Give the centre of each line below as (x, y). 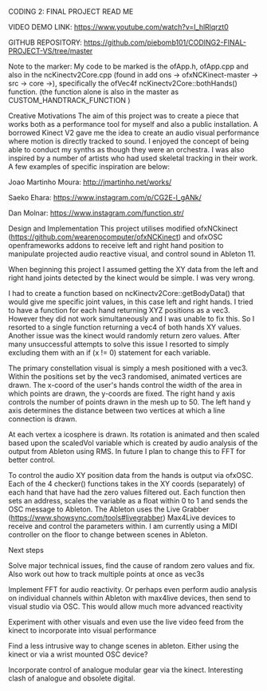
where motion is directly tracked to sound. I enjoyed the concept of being (129, 141)
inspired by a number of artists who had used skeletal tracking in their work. (133, 158)
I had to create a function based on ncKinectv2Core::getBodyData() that (127, 293)
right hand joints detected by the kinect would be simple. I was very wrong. (132, 278)
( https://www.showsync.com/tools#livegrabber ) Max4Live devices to (122, 517)
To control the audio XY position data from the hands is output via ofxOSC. (131, 475)
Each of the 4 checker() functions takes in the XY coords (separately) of (127, 484)
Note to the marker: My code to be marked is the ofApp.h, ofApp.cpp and (128, 66)
